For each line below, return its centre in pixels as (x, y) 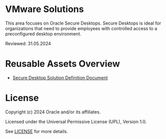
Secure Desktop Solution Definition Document (60, 78)
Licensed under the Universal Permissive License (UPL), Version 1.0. (76, 121)
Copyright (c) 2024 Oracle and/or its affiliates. (53, 112)
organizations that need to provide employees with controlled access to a (81, 28)
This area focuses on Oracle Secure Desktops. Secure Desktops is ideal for (83, 23)
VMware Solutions (45, 9)
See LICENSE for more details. (37, 131)
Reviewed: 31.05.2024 (28, 43)
